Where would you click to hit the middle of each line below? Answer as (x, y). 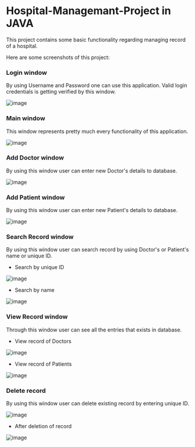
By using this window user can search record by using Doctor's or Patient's (97, 250)
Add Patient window (36, 197)
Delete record (26, 390)
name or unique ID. (29, 256)
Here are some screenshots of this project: (58, 57)
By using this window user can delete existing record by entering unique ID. (98, 403)
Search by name (34, 290)
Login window (27, 72)
